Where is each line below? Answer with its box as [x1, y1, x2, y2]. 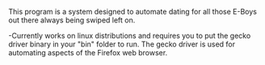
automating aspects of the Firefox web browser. [8, 48, 168, 57]
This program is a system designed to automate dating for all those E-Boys [8, 7, 257, 16]
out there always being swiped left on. [8, 15, 136, 25]
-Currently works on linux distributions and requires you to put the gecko [8, 31, 251, 40]
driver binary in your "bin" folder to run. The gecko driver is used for [8, 39, 236, 49]
